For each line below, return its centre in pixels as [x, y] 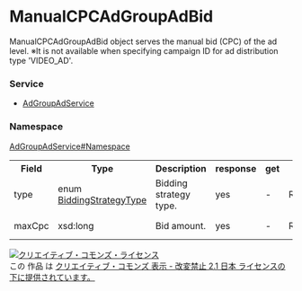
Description [181, 168]
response [236, 168]
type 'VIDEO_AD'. [41, 60]
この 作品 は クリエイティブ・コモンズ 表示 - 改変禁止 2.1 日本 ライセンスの [147, 266]
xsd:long [76, 225]
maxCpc [31, 225]
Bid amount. [181, 225]
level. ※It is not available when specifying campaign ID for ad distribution [144, 50]
